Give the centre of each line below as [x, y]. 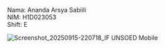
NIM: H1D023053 [32, 17]
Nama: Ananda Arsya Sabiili [47, 10]
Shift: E [17, 24]
